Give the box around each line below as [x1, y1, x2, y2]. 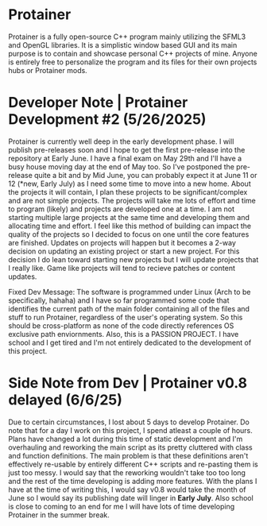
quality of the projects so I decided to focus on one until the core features [8, 229, 250, 239]
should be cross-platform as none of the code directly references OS [8, 320, 234, 331]
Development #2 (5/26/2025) [8, 110, 207, 129]
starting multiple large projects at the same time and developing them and [8, 212, 250, 222]
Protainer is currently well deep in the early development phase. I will [8, 137, 234, 146]
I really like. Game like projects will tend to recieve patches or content [8, 263, 236, 273]
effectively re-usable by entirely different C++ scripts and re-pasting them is [8, 459, 258, 469]
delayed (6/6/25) [8, 391, 123, 409]
